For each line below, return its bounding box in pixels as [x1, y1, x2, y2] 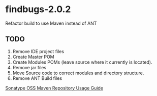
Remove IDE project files [12, 48, 65, 54]
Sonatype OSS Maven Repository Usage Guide [5, 85, 103, 91]
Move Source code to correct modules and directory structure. [12, 70, 144, 76]
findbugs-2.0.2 [5, 4, 71, 15]
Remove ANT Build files [12, 75, 62, 81]
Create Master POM [12, 54, 54, 60]
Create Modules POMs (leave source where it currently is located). [12, 59, 152, 65]
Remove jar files [12, 64, 47, 70]
